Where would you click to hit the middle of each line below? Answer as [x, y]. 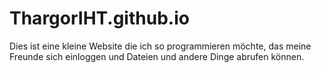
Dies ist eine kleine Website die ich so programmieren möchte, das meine [160, 46]
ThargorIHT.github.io [99, 18]
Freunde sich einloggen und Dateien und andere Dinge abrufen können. [157, 56]
